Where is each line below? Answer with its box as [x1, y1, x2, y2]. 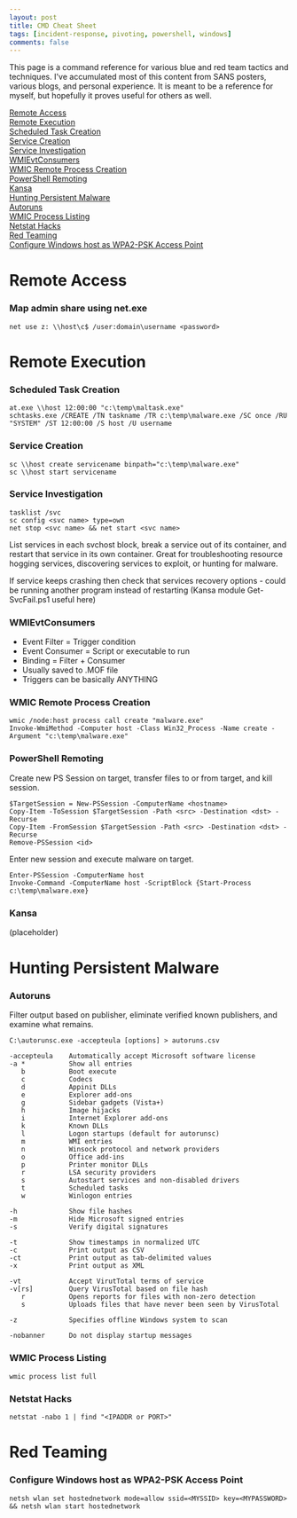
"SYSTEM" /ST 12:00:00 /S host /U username [9, 419, 173, 429]
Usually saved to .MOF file [21, 665, 119, 675]
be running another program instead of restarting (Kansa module [9, 585, 246, 595]
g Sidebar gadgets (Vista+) [20, 1098, 165, 1107]
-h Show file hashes [9, 1207, 133, 1216]
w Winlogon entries [20, 1192, 133, 1200]
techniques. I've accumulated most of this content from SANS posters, [9, 72, 267, 83]
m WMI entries [20, 1137, 113, 1146]
